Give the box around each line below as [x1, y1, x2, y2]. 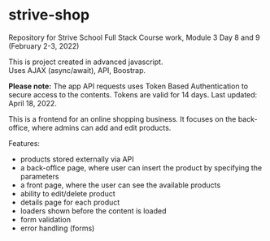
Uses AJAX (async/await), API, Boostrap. [8, 65, 146, 75]
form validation [20, 214, 72, 224]
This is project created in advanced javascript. [8, 57, 163, 67]
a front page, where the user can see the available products [20, 180, 221, 190]
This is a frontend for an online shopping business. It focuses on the [8, 114, 237, 123]
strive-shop [8, 6, 90, 24]
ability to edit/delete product [20, 188, 115, 198]
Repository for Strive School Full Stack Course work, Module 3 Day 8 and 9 [8, 32, 260, 42]
